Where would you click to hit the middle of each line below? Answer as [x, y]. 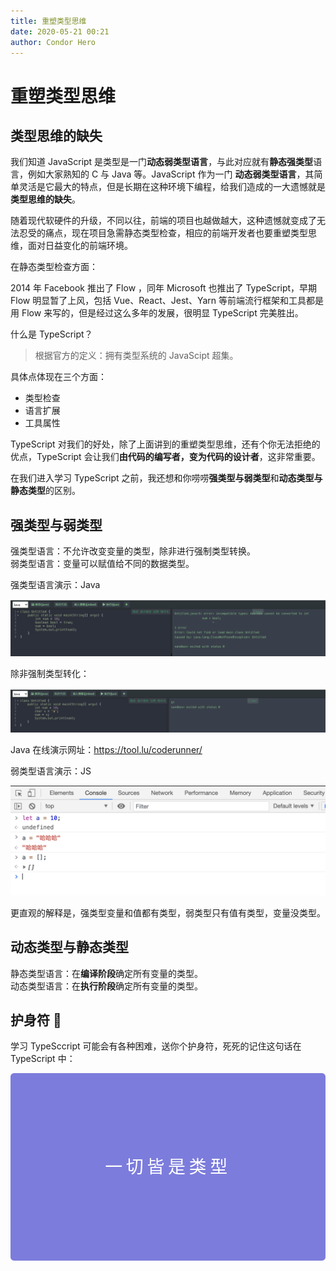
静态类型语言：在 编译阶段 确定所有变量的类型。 [106, 973]
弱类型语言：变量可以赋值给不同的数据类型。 [102, 564]
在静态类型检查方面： [54, 267]
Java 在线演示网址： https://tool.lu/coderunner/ [106, 749]
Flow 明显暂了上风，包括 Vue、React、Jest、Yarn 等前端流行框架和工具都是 [167, 301]
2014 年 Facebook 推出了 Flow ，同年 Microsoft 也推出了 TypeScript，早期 [164, 288]
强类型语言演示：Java [55, 585]
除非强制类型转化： [50, 673]
